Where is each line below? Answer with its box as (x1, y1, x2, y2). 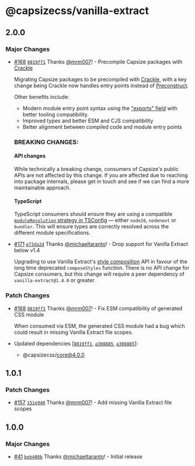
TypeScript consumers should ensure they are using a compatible (13, 211, 173, 218)
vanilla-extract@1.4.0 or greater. (13, 277, 96, 284)
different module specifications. (13, 229, 91, 237)
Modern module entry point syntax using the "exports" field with (22, 104, 177, 112)
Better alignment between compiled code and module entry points (22, 123, 182, 130)
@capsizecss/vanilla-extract (5, 4, 149, 18)
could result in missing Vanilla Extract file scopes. (13, 328, 134, 335)
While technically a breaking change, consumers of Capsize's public (13, 166, 179, 172)
